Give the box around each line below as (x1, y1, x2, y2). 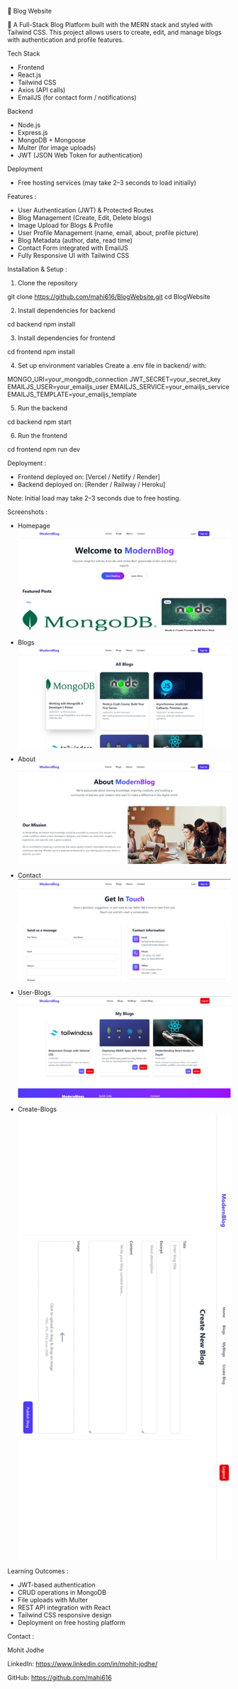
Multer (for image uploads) (17, 143, 96, 152)
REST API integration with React (17, 1603, 111, 1612)
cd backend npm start (7, 417, 72, 426)
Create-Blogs (17, 1105, 57, 1113)
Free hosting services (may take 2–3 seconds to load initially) (17, 178, 197, 187)
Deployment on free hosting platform (17, 1618, 126, 1627)
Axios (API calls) (17, 86, 66, 94)
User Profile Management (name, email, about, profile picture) (17, 229, 199, 237)
